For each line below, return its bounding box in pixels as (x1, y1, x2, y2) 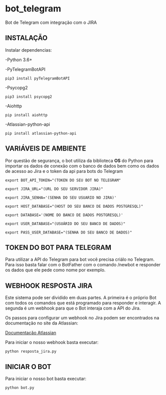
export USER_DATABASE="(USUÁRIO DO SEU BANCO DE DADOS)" (5, 221, 126, 226)
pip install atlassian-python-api (5, 131, 77, 136)
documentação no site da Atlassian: (5, 320, 79, 326)
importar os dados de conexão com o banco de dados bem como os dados (5, 162, 160, 169)
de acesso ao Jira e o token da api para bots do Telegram (5, 168, 123, 174)
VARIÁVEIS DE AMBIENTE (5, 145, 86, 153)
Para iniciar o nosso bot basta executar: (5, 376, 86, 382)
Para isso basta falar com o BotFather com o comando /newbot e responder (5, 262, 161, 268)
